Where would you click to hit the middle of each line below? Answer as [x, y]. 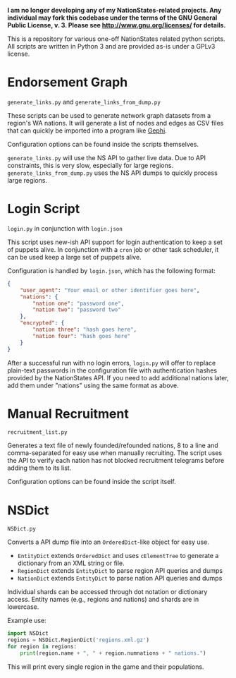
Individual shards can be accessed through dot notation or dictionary [107, 592]
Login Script [44, 209]
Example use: [27, 621]
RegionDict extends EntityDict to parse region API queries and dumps [120, 571]
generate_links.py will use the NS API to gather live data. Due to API [107, 157]
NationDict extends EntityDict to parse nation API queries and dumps [120, 579]
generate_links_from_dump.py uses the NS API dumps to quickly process [113, 173]
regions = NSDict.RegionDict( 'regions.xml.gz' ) [79, 640]
